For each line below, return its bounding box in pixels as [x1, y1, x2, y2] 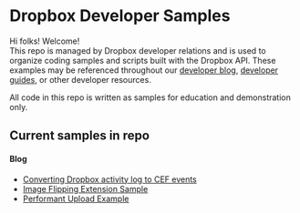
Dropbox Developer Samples [9, 5, 231, 26]
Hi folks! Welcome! [9, 35, 80, 46]
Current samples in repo [9, 128, 150, 144]
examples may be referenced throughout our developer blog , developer [9, 65, 279, 76]
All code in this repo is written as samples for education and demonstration [9, 92, 292, 103]
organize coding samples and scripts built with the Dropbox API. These [9, 55, 276, 66]
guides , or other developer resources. [9, 74, 152, 85]
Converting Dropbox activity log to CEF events [22, 174, 198, 185]
